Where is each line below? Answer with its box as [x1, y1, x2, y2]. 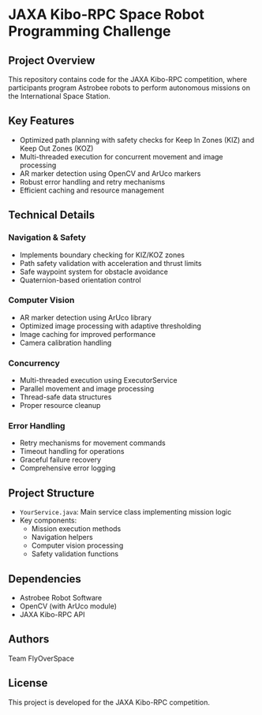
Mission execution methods [31, 524, 122, 533]
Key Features [8, 114, 75, 128]
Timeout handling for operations [19, 447, 125, 456]
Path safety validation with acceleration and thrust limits [19, 258, 202, 268]
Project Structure [8, 486, 95, 500]
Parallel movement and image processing [19, 384, 155, 394]
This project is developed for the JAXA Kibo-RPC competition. [8, 697, 211, 707]
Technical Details [8, 208, 95, 222]
